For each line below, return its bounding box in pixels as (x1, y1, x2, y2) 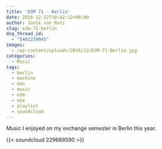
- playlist (11, 103, 39, 109)
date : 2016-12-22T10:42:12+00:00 (6, 14, 89, 20)
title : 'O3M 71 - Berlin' (6, 8, 70, 15)
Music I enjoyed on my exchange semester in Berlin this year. (6, 125, 157, 132)
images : (6, 42, 26, 48)
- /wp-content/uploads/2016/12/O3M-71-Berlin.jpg (11, 48, 137, 54)
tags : (6, 64, 20, 70)
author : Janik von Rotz (6, 20, 66, 26)
